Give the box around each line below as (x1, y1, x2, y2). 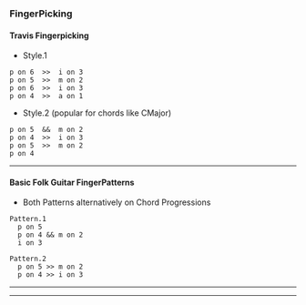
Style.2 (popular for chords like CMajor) (22, 107, 172, 118)
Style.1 (22, 50, 47, 61)
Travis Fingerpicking (9, 30, 89, 41)
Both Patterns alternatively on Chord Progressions (22, 197, 211, 208)
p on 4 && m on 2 (17, 230, 84, 239)
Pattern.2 (9, 254, 47, 264)
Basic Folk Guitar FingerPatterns (9, 177, 135, 188)
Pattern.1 (9, 215, 47, 224)
